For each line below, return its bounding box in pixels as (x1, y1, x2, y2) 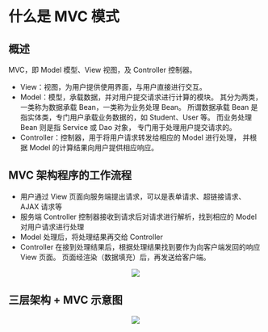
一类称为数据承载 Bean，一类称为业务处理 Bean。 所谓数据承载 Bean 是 (19, 103, 258, 111)
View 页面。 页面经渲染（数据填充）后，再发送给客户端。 (19, 252, 211, 262)
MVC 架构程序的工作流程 (8, 169, 132, 183)
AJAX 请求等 (19, 201, 63, 211)
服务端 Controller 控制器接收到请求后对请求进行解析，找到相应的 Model (19, 212, 257, 221)
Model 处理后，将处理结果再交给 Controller (19, 232, 163, 242)
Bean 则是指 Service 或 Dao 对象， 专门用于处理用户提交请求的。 (19, 123, 237, 132)
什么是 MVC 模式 (8, 7, 119, 26)
